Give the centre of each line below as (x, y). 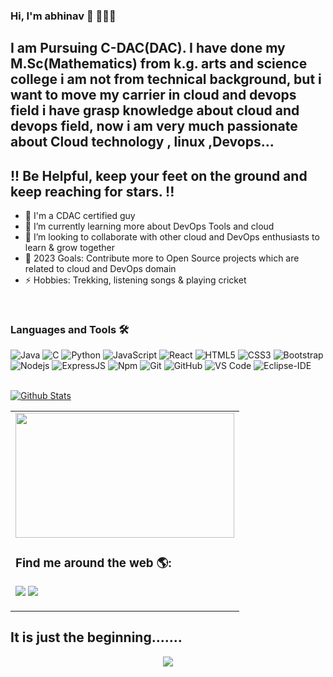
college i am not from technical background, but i (166, 79)
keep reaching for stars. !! (92, 191)
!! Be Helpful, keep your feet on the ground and (159, 175)
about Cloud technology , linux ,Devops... (142, 142)
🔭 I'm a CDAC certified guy (80, 216)
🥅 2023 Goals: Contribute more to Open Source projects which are (162, 258)
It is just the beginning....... (96, 637)
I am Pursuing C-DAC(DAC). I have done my (148, 48)
